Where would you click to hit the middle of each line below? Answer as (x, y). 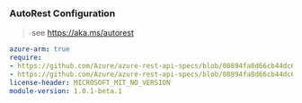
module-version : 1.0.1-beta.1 (66, 91)
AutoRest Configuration (62, 13)
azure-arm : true (40, 49)
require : (26, 58)
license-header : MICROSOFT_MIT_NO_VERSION (90, 82)
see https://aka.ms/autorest (83, 33)
